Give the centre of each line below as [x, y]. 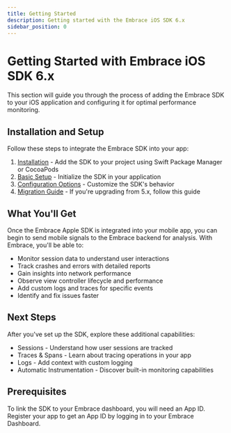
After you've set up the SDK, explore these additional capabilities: [101, 334]
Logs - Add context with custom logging [75, 362]
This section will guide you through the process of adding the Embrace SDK [116, 95]
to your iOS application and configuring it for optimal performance [102, 102]
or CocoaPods [38, 170]
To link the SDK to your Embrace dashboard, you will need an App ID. [106, 409]
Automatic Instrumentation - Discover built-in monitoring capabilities [115, 370]
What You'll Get [42, 213]
